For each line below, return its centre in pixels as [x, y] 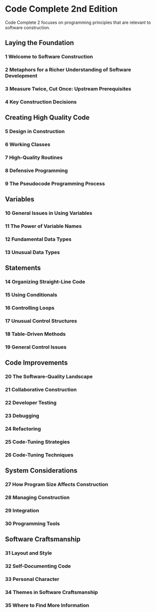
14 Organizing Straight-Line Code [45, 282]
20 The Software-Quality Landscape [49, 377]
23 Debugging [22, 416]
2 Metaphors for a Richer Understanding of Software [68, 70]
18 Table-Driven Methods [35, 334]
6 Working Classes [28, 144]
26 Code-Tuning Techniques [39, 455]
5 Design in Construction [35, 131]
